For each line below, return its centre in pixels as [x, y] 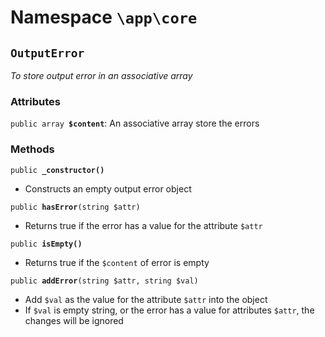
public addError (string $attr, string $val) [104, 281]
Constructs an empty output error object [108, 188]
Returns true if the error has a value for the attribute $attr [143, 225]
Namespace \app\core [104, 17]
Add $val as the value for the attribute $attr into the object [146, 299]
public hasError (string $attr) [75, 207]
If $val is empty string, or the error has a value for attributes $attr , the [169, 310]
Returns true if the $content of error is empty [117, 262]
